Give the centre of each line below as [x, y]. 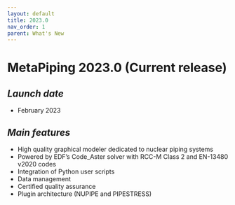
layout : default [31, 14]
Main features [39, 133]
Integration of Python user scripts [66, 171]
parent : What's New [36, 33]
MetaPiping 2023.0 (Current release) [117, 68]
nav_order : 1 [26, 27]
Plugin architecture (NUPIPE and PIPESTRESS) [85, 194]
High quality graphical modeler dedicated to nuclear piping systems [115, 149]
